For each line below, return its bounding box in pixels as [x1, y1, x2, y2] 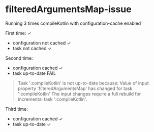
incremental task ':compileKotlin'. [17, 96, 87, 102]
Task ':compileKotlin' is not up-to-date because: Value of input [17, 80, 149, 86]
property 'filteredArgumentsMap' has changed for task [17, 85, 133, 92]
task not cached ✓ [12, 45, 52, 51]
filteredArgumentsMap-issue [5, 4, 132, 15]
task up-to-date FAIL [12, 70, 56, 76]
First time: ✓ [5, 30, 32, 36]
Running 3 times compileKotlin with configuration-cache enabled [5, 20, 141, 26]
